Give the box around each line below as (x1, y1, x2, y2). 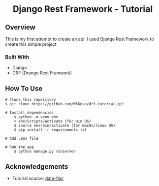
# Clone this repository (5, 97, 56, 102)
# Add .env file (5, 136, 38, 141)
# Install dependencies (5, 110, 54, 115)
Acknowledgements (5, 162, 68, 171)
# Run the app (5, 145, 34, 150)
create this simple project (5, 41, 57, 47)
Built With (5, 53, 30, 60)
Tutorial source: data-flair (12, 175, 64, 181)
